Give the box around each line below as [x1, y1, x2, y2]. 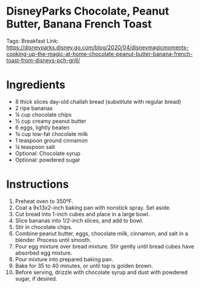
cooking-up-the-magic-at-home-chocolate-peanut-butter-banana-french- [6, 50, 193, 57]
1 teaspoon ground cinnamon [15, 137, 88, 144]
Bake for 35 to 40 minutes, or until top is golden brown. [15, 262, 153, 269]
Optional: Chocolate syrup [15, 149, 81, 157]
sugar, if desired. [15, 275, 58, 282]
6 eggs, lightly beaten [15, 123, 70, 131]
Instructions [6, 177, 69, 191]
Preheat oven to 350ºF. [15, 197, 74, 205]
